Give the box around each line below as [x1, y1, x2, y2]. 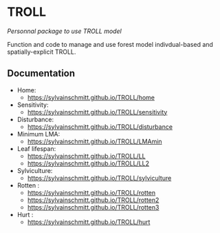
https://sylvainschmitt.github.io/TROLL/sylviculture [27, 174, 172, 182]
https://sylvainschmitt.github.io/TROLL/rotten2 [27, 196, 159, 204]
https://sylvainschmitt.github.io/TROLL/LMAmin [27, 137, 163, 145]
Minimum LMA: [16, 130, 60, 138]
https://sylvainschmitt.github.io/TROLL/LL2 [27, 159, 150, 168]
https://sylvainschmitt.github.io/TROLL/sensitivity [27, 108, 168, 116]
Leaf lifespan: [16, 144, 56, 152]
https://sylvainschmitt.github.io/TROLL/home [27, 93, 155, 101]
